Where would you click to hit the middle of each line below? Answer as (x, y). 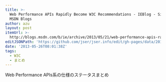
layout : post (19, 28)
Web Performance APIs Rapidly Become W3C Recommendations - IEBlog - (83, 14)
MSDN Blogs (21, 19)
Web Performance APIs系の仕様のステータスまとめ (57, 75)
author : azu (17, 23)
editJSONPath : (20, 42)
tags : (11, 51)
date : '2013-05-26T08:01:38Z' (36, 46)
